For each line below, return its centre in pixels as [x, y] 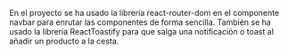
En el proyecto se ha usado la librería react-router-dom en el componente [144, 13]
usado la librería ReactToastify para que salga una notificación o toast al [142, 31]
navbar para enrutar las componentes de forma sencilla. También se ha [140, 22]
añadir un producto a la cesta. [64, 41]
